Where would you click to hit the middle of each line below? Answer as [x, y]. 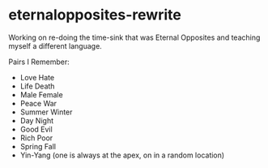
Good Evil [36, 129]
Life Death [37, 86]
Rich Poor [36, 138]
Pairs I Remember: [39, 62]
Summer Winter [46, 112]
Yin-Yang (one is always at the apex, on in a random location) [122, 155]
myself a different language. [55, 45]
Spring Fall [38, 146]
